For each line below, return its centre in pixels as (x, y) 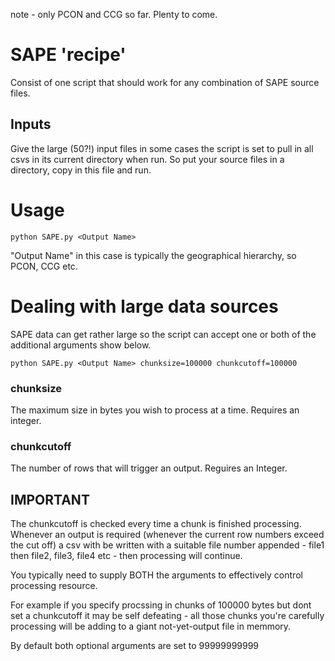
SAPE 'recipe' (68, 55)
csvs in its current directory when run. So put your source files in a (147, 159)
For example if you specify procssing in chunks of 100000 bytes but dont (161, 605)
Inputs (31, 124)
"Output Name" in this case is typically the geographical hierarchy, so (153, 255)
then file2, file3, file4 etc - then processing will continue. (126, 556)
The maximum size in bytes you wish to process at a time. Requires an (155, 410)
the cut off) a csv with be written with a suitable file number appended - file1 (167, 545)
